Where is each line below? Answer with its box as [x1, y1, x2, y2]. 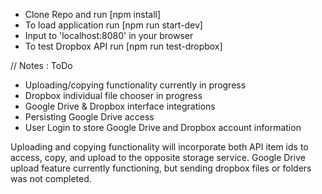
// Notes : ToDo [10, 60, 73, 71]
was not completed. [10, 173, 92, 184]
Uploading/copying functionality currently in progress [24, 79, 247, 91]
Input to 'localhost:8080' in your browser [24, 30, 194, 41]
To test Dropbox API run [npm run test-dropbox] [24, 40, 223, 52]
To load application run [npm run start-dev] [24, 19, 203, 31]
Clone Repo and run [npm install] [24, 9, 162, 20]
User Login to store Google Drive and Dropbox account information [24, 122, 302, 133]
